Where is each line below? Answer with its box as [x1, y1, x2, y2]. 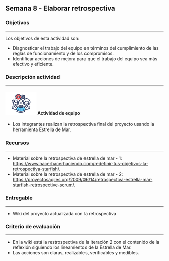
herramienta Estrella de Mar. [12, 126, 71, 133]
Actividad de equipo [37, 110, 80, 116]
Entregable [5, 194, 33, 201]
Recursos [5, 139, 29, 146]
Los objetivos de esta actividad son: [5, 35, 80, 41]
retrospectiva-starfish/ [12, 166, 59, 172]
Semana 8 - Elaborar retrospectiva [5, 4, 116, 13]
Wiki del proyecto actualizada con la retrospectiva [12, 210, 117, 216]
